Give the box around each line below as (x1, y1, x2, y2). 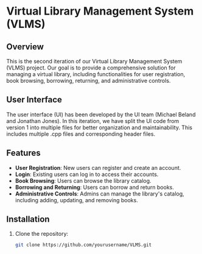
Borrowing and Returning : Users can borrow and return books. (15, 183, 175, 191)
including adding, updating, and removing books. (15, 196, 138, 203)
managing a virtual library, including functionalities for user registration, (6, 71, 186, 77)
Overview (6, 41, 44, 52)
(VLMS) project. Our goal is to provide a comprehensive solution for (6, 64, 176, 71)
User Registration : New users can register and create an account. (15, 164, 181, 171)
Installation (6, 214, 50, 225)
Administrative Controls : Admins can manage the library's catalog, (15, 190, 184, 197)
